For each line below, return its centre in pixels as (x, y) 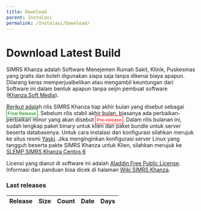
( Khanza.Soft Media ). (32, 95)
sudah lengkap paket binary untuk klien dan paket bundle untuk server (94, 126)
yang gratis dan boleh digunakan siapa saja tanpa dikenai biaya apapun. (96, 76)
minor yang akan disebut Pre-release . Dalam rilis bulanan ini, (107, 120)
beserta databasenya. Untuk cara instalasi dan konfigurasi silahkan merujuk (100, 133)
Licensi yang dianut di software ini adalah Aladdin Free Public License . (93, 163)
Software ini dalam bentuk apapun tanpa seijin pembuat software (87, 89)
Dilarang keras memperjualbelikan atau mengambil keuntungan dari (90, 83)
